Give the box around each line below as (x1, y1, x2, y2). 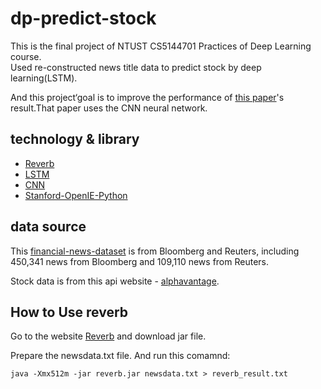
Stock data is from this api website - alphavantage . (10, 275, 220, 287)
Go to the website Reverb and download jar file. (10, 330, 207, 342)
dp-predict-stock (10, 7, 157, 30)
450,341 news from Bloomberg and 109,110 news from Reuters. (10, 255, 270, 267)
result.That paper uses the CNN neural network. (10, 102, 208, 114)
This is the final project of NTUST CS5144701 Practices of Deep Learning (10, 40, 312, 52)
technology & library (10, 131, 140, 148)
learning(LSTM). (10, 72, 78, 84)
